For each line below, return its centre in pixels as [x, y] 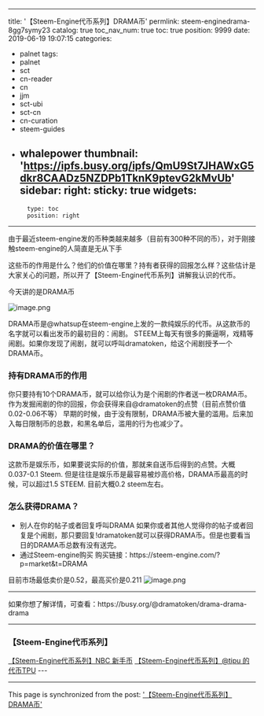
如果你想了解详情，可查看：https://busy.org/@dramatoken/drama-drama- [128, 603]
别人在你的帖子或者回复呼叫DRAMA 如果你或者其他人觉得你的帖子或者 [133, 525]
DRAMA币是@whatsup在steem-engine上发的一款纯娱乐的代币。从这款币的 [129, 323]
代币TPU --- [28, 670]
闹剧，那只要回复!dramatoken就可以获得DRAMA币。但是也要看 [142, 535]
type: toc [43, 209]
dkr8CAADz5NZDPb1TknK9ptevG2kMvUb [125, 178]
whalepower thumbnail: [79, 154]
